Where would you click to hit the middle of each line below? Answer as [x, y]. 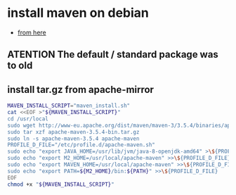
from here [32, 32]
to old [20, 66]
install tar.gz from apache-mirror [81, 89]
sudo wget [22, 125]
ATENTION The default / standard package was [113, 55]
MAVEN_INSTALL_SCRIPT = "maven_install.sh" [69, 106]
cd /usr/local [28, 119]
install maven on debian [78, 13]
